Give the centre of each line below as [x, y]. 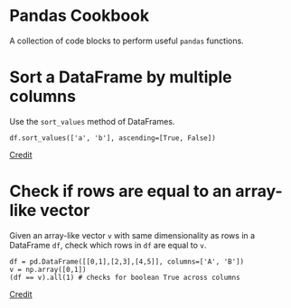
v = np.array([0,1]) [48, 269]
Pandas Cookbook [80, 16]
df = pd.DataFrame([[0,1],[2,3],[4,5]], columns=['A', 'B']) [127, 261]
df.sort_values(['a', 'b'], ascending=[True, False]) [113, 138]
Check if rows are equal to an [121, 191]
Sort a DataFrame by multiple [121, 77]
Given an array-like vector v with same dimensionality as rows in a [132, 235]
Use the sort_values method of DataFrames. [92, 121]
